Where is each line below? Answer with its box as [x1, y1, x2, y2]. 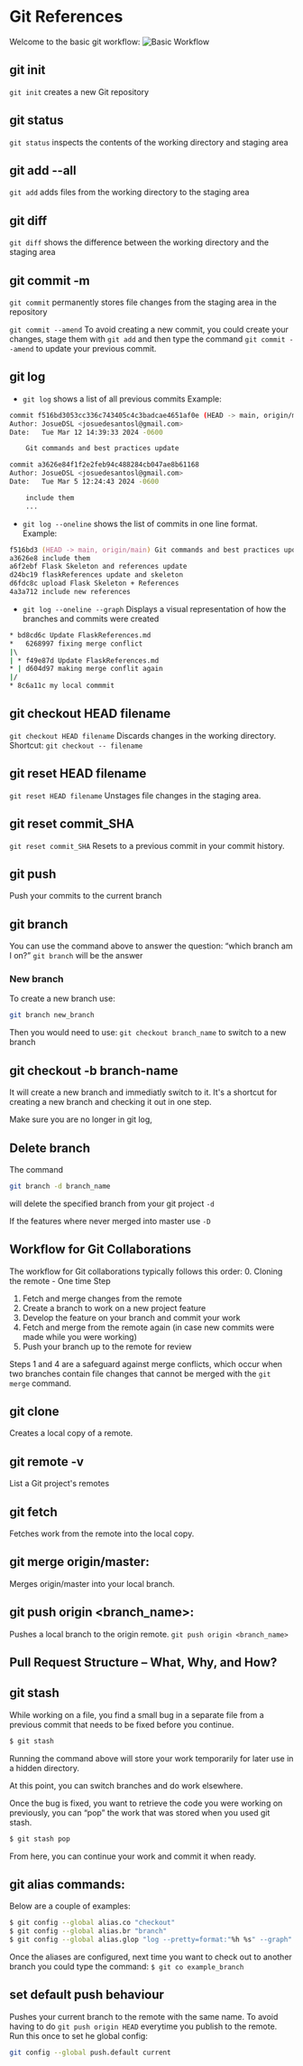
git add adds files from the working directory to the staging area [9, 187, 250, 198]
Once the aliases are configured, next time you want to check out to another [9, 1951, 293, 1963]
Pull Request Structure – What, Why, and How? [9, 1655, 278, 1670]
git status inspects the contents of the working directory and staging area [9, 137, 289, 147]
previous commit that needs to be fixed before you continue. [9, 1719, 234, 1730]
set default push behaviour [9, 1987, 165, 2003]
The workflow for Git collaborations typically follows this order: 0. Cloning [9, 1266, 283, 1277]
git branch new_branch [9, 1011, 95, 1020]
